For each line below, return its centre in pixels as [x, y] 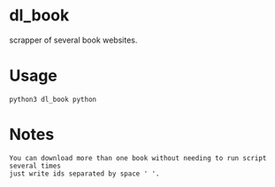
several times [35, 166]
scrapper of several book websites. [73, 40]
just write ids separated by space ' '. [85, 174]
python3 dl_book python [53, 99]
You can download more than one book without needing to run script [138, 158]
